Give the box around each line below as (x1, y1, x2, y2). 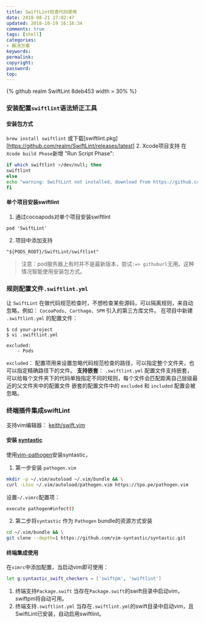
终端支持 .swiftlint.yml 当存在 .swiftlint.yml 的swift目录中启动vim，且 (15, 602, 194, 610)
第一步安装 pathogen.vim (15, 464, 76, 471)
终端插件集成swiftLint (6, 406, 70, 415)
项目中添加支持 (15, 236, 53, 243)
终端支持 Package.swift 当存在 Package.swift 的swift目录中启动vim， (15, 587, 183, 595)
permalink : (6, 54, 34, 60)
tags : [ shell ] (6, 32, 42, 38)
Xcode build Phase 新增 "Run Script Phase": (6, 150, 114, 157)
